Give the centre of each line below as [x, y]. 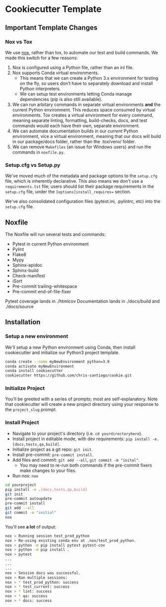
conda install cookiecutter [34, 371]
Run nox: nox [25, 476]
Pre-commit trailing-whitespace [45, 286]
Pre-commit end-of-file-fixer [42, 291]
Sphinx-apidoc [27, 265]
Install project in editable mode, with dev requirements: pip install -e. [86, 439]
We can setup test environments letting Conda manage [76, 94]
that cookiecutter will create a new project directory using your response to [82, 404]
